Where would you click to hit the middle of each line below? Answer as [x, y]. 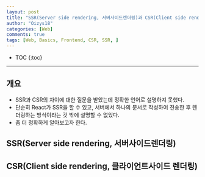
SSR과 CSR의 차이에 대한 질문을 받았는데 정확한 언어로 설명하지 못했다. [100, 99]
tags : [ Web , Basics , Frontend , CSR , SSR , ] [63, 40]
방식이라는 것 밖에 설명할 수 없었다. [78, 115]
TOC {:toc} [29, 57]
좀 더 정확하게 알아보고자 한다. [51, 122]
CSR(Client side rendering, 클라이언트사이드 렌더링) [102, 166]
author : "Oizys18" [30, 23]
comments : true [26, 35]
